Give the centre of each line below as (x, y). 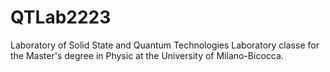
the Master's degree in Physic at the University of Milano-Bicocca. (147, 55)
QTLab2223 (61, 17)
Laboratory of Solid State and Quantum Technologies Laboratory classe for (165, 45)
